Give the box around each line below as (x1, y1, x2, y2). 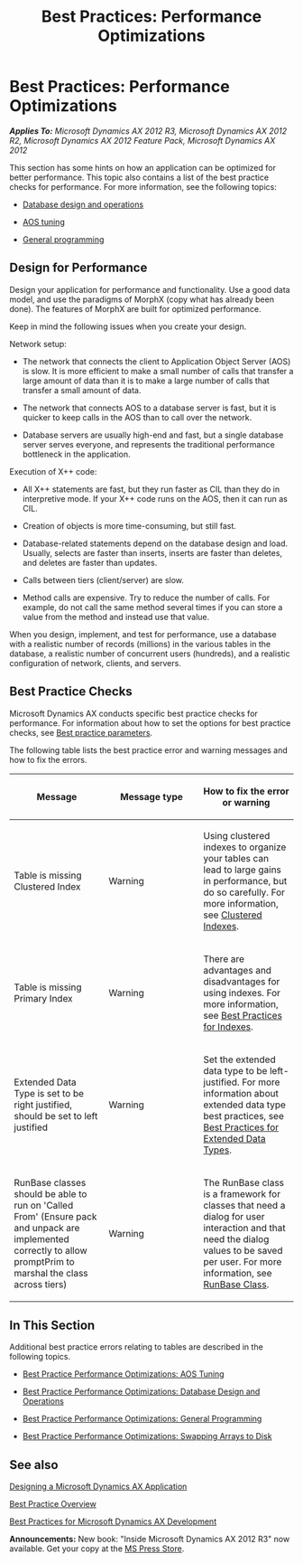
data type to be (203, 1064, 268, 1077)
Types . (203, 1144, 233, 1156)
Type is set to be (14, 1087, 84, 1099)
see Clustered (203, 909, 263, 921)
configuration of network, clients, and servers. (9, 657, 182, 668)
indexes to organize (203, 841, 287, 853)
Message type (120, 790, 183, 803)
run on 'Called (14, 1199, 74, 1211)
